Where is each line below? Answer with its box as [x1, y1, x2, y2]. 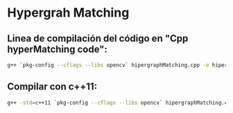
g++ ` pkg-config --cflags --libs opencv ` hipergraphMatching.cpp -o [7, 62, 209, 69]
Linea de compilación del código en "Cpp [7, 33, 189, 44]
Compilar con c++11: [7, 81, 98, 93]
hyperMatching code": [7, 43, 107, 55]
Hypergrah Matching [7, 5, 130, 21]
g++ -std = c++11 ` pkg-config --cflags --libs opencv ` [7, 99, 163, 106]
